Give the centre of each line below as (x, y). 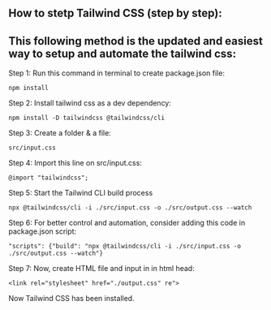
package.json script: (43, 231)
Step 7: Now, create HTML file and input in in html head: (101, 269)
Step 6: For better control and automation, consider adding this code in (127, 223)
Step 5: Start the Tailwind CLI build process (81, 193)
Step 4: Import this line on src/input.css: (75, 163)
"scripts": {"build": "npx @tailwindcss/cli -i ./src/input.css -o (125, 247)
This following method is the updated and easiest (136, 41)
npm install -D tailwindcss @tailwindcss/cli (86, 118)
